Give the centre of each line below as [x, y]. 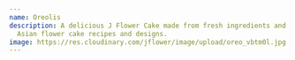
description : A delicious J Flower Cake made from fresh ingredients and [148, 26]
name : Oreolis [35, 17]
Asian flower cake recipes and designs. [92, 34]
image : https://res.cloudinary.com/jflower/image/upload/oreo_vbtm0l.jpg [148, 42]
